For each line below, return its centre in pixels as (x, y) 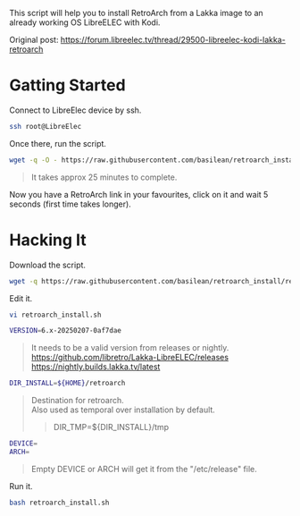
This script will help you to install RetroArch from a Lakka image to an (136, 13)
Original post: (34, 40)
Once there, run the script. (58, 143)
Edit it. (21, 298)
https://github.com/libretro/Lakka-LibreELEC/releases (130, 358)
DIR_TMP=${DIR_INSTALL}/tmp (111, 427)
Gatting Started (68, 85)
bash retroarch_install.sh (59, 503)
